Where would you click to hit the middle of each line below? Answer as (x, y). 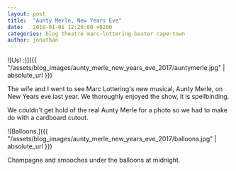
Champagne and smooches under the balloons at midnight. (94, 160)
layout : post (27, 14)
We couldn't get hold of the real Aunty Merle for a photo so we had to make (118, 110)
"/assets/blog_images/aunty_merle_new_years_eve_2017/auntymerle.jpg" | (116, 68)
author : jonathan (33, 40)
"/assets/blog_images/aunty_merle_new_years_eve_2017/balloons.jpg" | (112, 139)
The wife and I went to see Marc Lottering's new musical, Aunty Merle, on (115, 89)
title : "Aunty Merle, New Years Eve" (64, 20)
